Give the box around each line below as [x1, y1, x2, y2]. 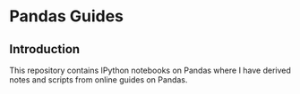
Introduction [9, 42, 81, 57]
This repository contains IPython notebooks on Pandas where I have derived [9, 65, 291, 75]
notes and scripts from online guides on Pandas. [9, 74, 188, 85]
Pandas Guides [9, 6, 124, 27]
